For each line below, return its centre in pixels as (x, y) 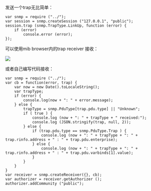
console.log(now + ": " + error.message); (68, 100)
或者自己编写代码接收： (29, 69)
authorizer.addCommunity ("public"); (45, 183)
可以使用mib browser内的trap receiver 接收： (52, 49)
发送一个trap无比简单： (29, 7)
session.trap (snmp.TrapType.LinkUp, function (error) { (66, 26)
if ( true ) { (38, 113)
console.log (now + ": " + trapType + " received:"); (89, 118)
